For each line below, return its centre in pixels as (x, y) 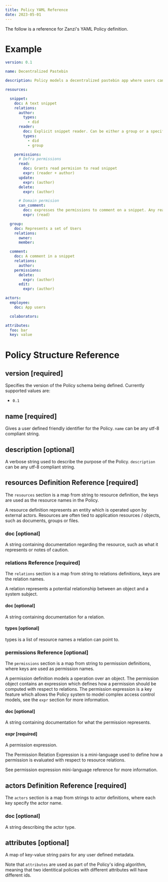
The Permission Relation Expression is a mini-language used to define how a (84, 755)
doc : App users (30, 307)
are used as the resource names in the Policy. (52, 500)
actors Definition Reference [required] (66, 785)
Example (23, 49)
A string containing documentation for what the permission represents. (78, 722)
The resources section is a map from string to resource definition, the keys (82, 494)
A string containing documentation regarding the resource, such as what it (82, 545)
